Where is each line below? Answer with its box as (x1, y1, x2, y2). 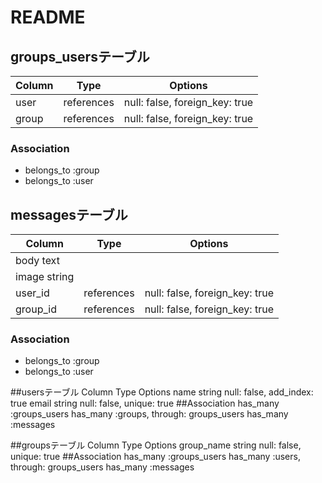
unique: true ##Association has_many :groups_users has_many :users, (10, 451, 301, 463)
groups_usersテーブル (10, 48, 150, 65)
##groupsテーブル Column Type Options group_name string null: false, (10, 439, 302, 451)
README (10, 6, 86, 29)
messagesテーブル (10, 206, 128, 223)
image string (15, 270, 75, 284)
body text (15, 254, 60, 268)
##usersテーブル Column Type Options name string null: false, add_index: (10, 386, 314, 398)
